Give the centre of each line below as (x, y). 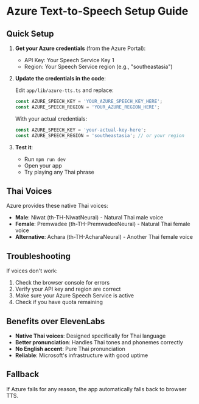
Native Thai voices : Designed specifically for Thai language (90, 336)
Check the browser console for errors (62, 283)
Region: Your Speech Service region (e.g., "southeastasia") (98, 66)
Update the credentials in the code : (61, 78)
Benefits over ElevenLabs (56, 321)
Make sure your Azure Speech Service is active (75, 296)
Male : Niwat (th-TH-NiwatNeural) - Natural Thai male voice (89, 218)
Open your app (43, 165)
